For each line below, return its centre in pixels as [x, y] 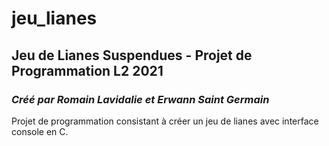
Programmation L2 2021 [87, 70]
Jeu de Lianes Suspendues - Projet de [132, 55]
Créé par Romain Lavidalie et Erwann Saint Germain [140, 99]
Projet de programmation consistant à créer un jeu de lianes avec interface [165, 121]
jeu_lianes [54, 18]
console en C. [40, 131]
